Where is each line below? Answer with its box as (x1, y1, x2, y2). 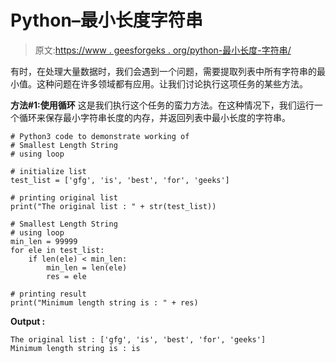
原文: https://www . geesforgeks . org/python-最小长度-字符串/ (34, 44, 292, 56)
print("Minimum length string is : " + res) (10, 297, 199, 308)
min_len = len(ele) (46, 262, 128, 273)
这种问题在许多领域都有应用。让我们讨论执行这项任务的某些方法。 (36, 77, 308, 90)
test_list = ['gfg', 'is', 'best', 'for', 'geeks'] (10, 175, 230, 185)
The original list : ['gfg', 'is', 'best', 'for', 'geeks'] (10, 334, 267, 345)
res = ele (46, 271, 87, 281)
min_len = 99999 (10, 236, 78, 246)
